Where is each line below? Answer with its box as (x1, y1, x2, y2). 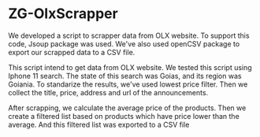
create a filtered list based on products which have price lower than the (8, 111, 240, 120)
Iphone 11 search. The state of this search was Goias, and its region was (8, 71, 242, 80)
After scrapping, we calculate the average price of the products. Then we (8, 103, 247, 113)
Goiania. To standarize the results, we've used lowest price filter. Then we (8, 80, 248, 89)
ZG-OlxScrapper (8, 5, 118, 23)
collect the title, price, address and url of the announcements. (8, 87, 209, 97)
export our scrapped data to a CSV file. (8, 47, 136, 57)
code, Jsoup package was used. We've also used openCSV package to (8, 39, 240, 48)
